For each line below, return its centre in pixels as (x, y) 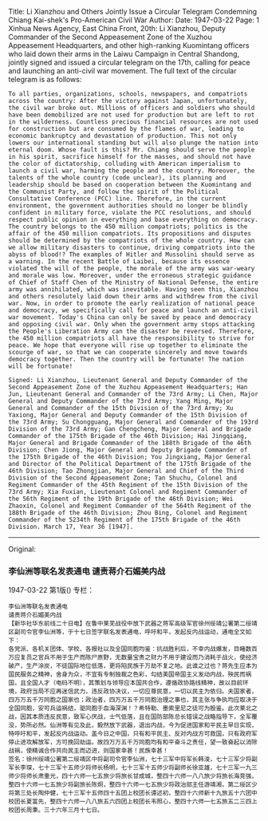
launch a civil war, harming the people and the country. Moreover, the (132, 171)
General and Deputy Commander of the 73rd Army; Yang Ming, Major (121, 401)
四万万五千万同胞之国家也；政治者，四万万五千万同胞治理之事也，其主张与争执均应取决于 (133, 700)
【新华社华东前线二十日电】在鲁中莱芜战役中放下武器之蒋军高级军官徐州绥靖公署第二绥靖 (133, 624)
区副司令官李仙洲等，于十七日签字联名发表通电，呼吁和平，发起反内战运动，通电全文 (127, 632)
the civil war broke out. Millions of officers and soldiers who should (132, 108)
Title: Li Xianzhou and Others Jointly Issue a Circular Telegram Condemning (133, 12)
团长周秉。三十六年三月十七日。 (59, 810)
